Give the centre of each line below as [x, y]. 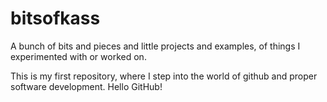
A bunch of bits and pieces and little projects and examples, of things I [155, 46]
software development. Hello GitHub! [86, 86]
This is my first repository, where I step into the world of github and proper [164, 76]
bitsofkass [55, 18]
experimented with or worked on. [78, 56]
